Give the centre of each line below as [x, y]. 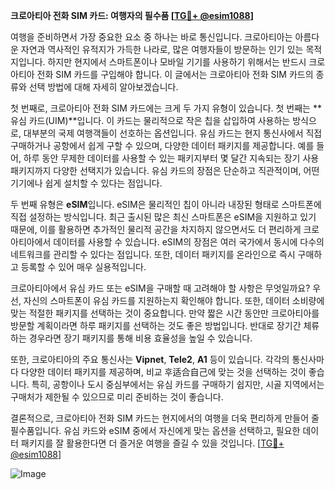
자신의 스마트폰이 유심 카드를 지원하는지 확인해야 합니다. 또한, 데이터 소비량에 [174, 300]
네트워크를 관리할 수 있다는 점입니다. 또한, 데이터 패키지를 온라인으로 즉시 [153, 254]
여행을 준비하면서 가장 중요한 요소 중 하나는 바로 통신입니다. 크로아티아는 [151, 37]
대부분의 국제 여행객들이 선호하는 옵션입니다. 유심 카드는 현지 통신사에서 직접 [173, 133]
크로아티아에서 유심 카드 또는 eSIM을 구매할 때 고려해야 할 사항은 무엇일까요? [160, 288]
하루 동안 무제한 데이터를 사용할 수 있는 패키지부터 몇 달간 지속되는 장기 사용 [171, 158]
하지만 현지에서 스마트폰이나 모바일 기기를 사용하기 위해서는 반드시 [177, 62]
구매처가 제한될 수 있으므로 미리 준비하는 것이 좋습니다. [117, 397]
